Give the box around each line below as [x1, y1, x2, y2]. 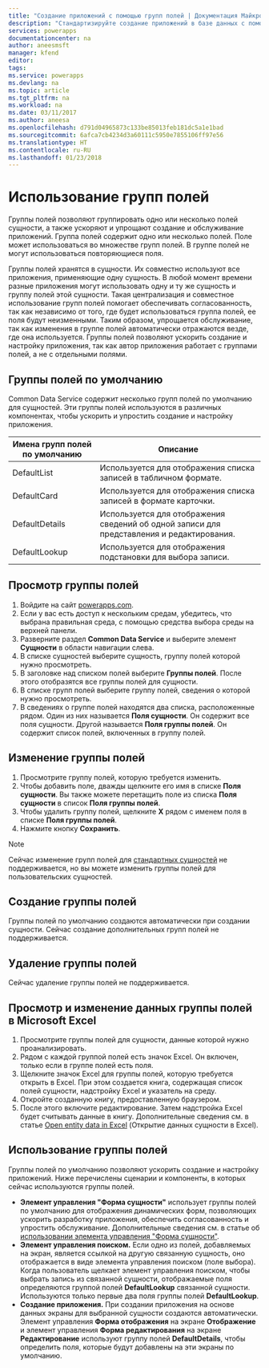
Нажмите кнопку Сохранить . [19, 823, 121, 833]
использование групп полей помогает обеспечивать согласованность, [8, 298, 252, 308]
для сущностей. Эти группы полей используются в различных [8, 403, 222, 412]
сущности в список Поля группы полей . [19, 798, 161, 807]
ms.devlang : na [8, 79, 59, 87]
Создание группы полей [8, 895, 137, 909]
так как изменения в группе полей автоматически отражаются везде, [8, 324, 250, 334]
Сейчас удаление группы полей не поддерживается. [8, 978, 190, 988]
